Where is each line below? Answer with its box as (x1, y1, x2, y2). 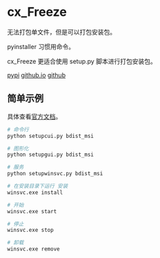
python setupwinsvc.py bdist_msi (7, 170, 103, 177)
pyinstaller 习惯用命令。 (7, 42, 74, 50)
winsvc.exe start (7, 208, 57, 215)
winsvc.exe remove (7, 246, 60, 252)
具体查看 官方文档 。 (7, 112, 62, 121)
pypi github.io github (7, 70, 66, 79)
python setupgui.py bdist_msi (7, 151, 94, 159)
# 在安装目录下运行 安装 (7, 183, 68, 190)
